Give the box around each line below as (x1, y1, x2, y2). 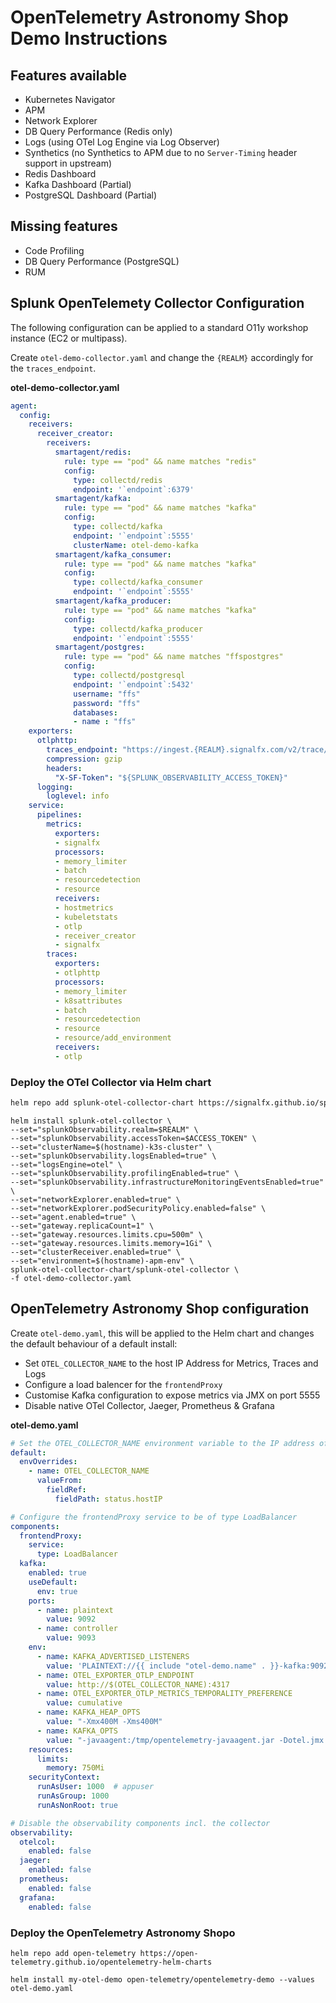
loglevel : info (46, 791, 110, 801)
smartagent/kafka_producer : (54, 596, 172, 606)
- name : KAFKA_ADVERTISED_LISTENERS (36, 1651, 190, 1661)
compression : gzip (46, 754, 123, 764)
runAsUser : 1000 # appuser (36, 1782, 155, 1792)
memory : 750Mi (46, 1763, 105, 1773)
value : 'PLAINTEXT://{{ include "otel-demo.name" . (46, 1661, 267, 1671)
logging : (36, 782, 74, 792)
